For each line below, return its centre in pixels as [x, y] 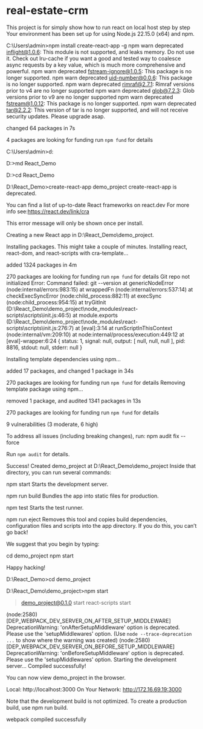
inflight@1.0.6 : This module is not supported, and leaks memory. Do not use [101, 52]
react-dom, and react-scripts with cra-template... [67, 253]
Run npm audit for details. [38, 454]
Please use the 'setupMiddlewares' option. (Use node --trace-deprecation [99, 633]
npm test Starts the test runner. [45, 507]
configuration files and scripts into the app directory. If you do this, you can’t [101, 525]
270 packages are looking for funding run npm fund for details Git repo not [98, 276]
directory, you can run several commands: [59, 472]
